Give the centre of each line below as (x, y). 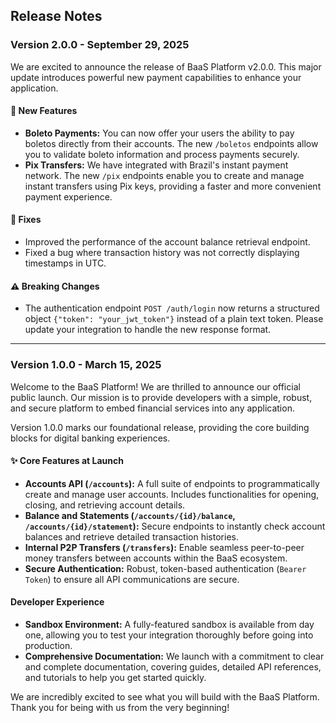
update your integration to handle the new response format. (148, 330)
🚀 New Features (44, 111)
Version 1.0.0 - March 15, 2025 (86, 365)
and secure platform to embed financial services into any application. (152, 408)
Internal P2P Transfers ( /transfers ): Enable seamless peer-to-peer (164, 547)
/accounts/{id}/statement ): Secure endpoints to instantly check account (175, 526)
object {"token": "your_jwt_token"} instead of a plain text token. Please (174, 319)
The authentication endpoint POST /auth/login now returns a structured (172, 308)
